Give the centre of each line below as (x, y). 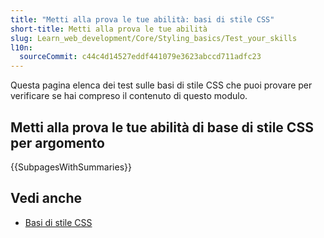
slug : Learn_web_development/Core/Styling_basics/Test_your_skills (154, 38)
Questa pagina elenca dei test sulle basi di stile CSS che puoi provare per (161, 85)
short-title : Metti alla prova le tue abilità (109, 29)
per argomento (57, 142)
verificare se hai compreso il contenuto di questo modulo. (129, 96)
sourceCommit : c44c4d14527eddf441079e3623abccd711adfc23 (140, 57)
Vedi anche (46, 198)
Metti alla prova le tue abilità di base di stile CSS (162, 127)
